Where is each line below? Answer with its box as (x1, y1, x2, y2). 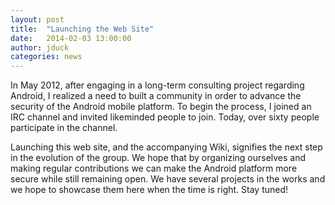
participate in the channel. (10, 122, 118, 134)
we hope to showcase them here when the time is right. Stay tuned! (10, 184, 289, 196)
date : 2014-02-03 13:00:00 (10, 33, 132, 43)
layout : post (10, 14, 65, 25)
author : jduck (10, 42, 70, 53)
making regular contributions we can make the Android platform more (10, 162, 298, 175)
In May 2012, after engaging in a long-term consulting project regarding (10, 79, 305, 91)
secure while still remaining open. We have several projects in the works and (10, 173, 326, 185)
